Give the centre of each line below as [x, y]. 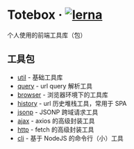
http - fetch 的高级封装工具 [56, 130]
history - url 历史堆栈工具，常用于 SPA [72, 103]
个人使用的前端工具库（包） [47, 35]
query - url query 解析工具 [55, 86]
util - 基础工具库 [40, 77]
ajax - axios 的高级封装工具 [56, 120]
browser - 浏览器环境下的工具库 [63, 95]
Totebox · [35, 15]
